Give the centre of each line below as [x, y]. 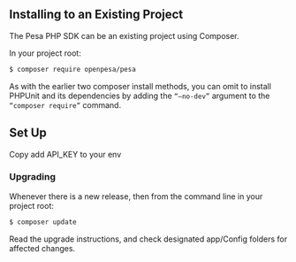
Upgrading [32, 177]
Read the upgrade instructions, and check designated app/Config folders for [148, 239]
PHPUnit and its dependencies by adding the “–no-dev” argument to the [140, 96]
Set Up [28, 133]
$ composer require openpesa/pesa [73, 69]
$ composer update [43, 222]
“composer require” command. [65, 104]
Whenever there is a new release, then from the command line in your [136, 196]
